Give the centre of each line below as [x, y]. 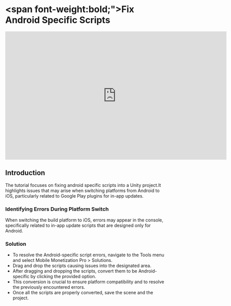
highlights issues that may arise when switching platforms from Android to [83, 190]
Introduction [25, 173]
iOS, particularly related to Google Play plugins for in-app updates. [75, 196]
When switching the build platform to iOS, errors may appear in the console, [84, 220]
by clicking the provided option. [63, 277]
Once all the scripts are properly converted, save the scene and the [83, 293]
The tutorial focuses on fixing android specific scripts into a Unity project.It [83, 185]
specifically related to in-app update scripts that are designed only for [78, 225]
